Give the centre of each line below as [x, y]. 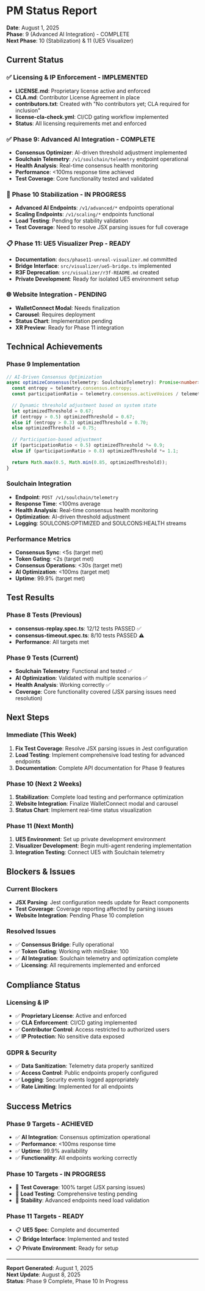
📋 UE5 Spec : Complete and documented [67, 1230]
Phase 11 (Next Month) [40, 826]
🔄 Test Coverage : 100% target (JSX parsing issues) [80, 1187]
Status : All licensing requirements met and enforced [81, 123]
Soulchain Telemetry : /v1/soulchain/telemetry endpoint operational [102, 159]
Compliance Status [43, 985]
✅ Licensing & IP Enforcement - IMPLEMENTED [77, 77]
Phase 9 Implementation [43, 364]
